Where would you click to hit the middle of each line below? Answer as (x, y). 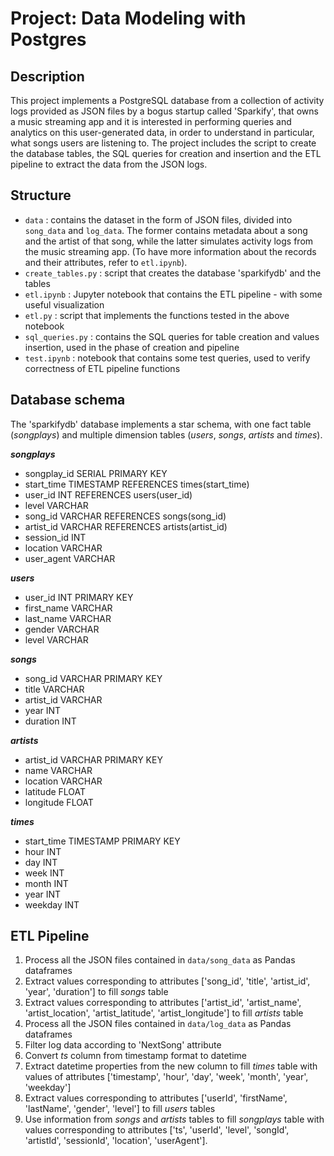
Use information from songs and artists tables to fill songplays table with (174, 1119)
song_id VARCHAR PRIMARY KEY (93, 678)
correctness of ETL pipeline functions (102, 368)
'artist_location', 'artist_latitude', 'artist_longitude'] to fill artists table (164, 1013)
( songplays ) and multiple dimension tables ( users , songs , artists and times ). (166, 434)
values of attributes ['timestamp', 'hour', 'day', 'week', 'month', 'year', (166, 1077)
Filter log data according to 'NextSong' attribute (123, 1045)
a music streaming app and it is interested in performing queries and (151, 121)
